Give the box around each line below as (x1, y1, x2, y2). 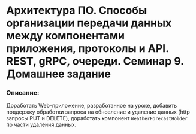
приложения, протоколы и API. (6, 42, 169, 56)
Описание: (6, 89, 40, 97)
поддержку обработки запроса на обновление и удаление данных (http (6, 108, 190, 115)
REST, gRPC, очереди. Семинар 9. (6, 54, 184, 68)
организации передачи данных (6, 16, 172, 30)
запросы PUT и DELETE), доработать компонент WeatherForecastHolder (6, 115, 188, 122)
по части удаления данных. (6, 121, 77, 129)
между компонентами (6, 29, 125, 42)
